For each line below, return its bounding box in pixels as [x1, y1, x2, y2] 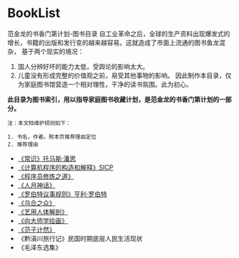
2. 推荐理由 [7, 141, 39, 148]
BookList [7, 5, 60, 21]
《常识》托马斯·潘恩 [17, 154, 76, 163]
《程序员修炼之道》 [17, 172, 75, 181]
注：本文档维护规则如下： [7, 119, 71, 127]
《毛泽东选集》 [17, 243, 62, 252]
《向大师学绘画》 [17, 216, 68, 225]
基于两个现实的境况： [21, 47, 84, 55]
